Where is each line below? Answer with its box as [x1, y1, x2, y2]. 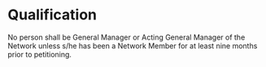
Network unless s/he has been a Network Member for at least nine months [7, 40, 258, 50]
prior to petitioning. [7, 49, 72, 59]
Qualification [7, 6, 98, 24]
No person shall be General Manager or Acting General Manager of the [7, 32, 246, 42]
